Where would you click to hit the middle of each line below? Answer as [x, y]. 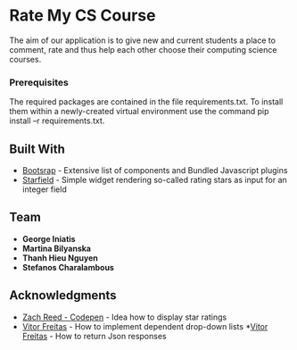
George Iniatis [49, 238]
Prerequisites [39, 82]
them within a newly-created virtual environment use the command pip [139, 112]
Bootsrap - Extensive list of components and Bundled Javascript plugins [155, 171]
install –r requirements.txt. [57, 121]
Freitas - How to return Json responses [94, 336]
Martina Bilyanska [57, 248]
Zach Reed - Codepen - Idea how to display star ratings [124, 317]
